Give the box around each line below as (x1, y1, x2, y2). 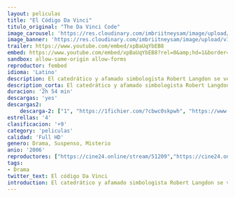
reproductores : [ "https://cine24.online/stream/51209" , (7, 153, 173, 161)
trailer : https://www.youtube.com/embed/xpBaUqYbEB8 (7, 43, 164, 50)
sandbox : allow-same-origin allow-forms (7, 56, 127, 63)
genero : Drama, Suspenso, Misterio (7, 140, 111, 147)
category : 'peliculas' (7, 127, 73, 134)
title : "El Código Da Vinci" (7, 17, 92, 24)
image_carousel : (7, 29, 55, 37)
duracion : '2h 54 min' (7, 88, 73, 95)
